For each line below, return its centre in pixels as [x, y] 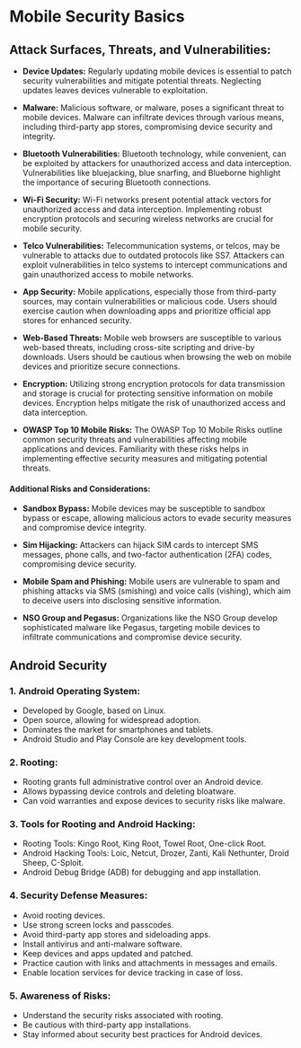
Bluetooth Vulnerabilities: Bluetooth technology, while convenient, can [154, 154]
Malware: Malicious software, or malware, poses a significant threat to [153, 108]
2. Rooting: [34, 762]
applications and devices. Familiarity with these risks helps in [135, 449]
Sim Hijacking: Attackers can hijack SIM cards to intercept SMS [140, 545]
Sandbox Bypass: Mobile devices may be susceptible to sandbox [144, 508]
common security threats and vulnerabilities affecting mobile [134, 439]
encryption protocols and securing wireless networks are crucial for [148, 219]
